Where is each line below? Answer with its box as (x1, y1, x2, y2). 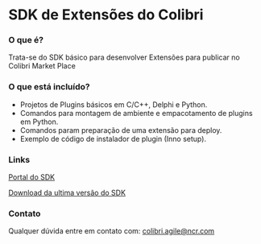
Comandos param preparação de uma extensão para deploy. (19, 125, 222, 134)
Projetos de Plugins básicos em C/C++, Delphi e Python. (19, 99, 208, 110)
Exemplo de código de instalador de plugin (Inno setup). (19, 134, 207, 143)
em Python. (19, 117, 59, 126)
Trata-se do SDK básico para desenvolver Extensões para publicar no (8, 52, 240, 62)
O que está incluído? (8, 81, 90, 93)
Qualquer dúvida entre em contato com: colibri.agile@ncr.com (8, 226, 215, 236)
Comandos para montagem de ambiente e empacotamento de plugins (19, 108, 253, 118)
